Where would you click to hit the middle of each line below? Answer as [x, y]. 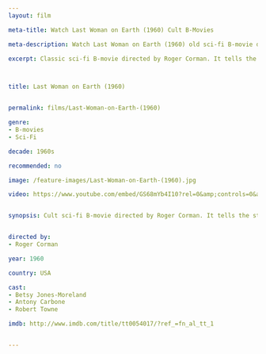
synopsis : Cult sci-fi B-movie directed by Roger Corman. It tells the [129, 216]
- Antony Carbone [37, 302]
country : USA [30, 273]
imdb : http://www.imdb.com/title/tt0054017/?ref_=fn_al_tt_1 [111, 324]
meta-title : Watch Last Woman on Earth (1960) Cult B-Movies [111, 30]
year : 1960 [26, 259]
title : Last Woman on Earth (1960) [67, 87]
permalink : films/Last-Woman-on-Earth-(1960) [84, 108]
